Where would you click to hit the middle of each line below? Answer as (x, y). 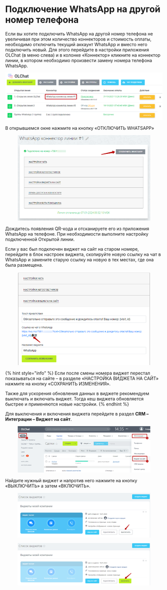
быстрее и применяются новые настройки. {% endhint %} (67, 404)
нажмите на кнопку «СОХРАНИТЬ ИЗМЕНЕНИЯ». (58, 383)
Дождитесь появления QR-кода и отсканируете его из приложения (77, 229)
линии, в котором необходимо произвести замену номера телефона (79, 60)
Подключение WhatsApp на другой (83, 9)
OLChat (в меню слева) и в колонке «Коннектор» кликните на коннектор (83, 55)
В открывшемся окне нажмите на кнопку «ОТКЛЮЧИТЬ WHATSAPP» (80, 128)
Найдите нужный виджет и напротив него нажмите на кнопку (71, 480)
